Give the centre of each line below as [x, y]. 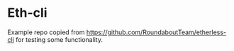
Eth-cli [27, 13]
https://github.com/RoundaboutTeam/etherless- [156, 32]
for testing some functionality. [59, 39]
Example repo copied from [46, 32]
